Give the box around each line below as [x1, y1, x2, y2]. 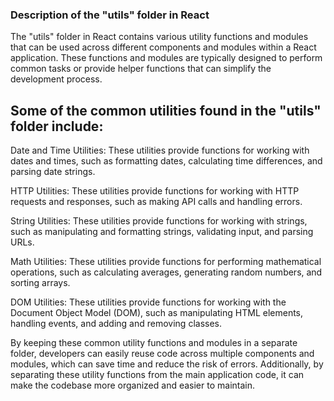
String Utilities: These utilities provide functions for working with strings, [10, 215, 308, 227]
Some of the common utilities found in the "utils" [10, 102, 322, 119]
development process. [10, 73, 103, 85]
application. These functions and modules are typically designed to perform [10, 52, 323, 64]
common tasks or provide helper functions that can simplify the [10, 63, 272, 75]
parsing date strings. [10, 166, 96, 178]
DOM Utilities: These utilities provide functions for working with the [10, 296, 287, 308]
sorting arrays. [10, 277, 71, 289]
